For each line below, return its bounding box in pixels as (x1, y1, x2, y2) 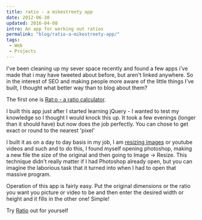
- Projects (8, 48, 36, 54)
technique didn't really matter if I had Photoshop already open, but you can (6, 158, 193, 165)
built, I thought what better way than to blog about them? (6, 84, 148, 91)
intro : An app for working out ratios (6, 25, 104, 32)
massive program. (6, 170, 51, 178)
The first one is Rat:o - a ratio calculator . (6, 95, 107, 103)
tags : (6, 37, 20, 43)
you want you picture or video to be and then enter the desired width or (6, 189, 184, 196)
